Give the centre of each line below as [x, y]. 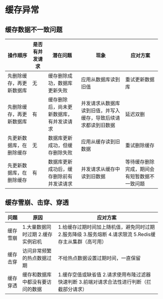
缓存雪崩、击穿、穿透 [37, 203]
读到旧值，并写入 [100, 110]
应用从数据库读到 [100, 80]
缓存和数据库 [37, 275]
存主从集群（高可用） [82, 241]
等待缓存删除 [140, 162]
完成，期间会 [140, 169]
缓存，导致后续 [98, 118]
